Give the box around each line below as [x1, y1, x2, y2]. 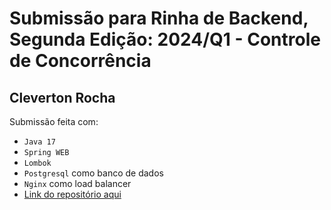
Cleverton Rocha [9, 89, 116, 106]
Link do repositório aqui [23, 188, 122, 200]
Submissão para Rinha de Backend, [9, 7, 309, 30]
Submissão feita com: [9, 116, 99, 127]
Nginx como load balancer [23, 178, 132, 189]
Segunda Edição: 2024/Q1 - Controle [9, 28, 321, 51]
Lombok [23, 158, 52, 168]
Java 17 [23, 137, 56, 147]
